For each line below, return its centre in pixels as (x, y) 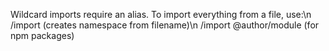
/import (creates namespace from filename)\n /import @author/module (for (165, 25)
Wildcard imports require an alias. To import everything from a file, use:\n (161, 14)
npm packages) (42, 35)
